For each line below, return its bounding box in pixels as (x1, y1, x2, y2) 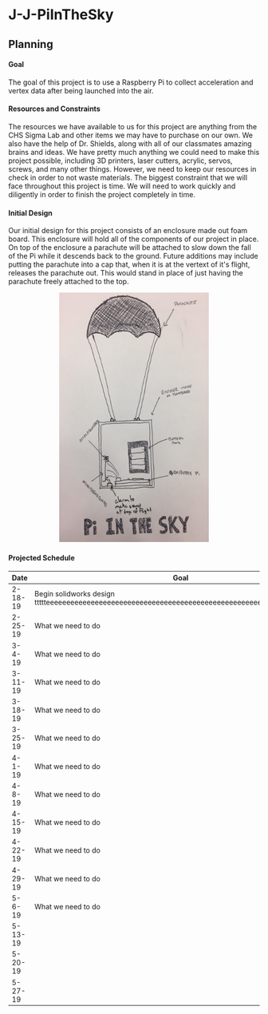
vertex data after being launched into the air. (8, 85, 154, 95)
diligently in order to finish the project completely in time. (8, 189, 195, 199)
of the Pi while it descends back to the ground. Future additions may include (8, 252, 258, 261)
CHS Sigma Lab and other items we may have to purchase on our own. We (8, 130, 254, 140)
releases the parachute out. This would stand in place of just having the (8, 268, 243, 278)
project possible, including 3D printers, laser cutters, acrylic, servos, (8, 156, 233, 165)
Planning (8, 38, 53, 51)
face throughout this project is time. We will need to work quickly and (8, 181, 236, 191)
